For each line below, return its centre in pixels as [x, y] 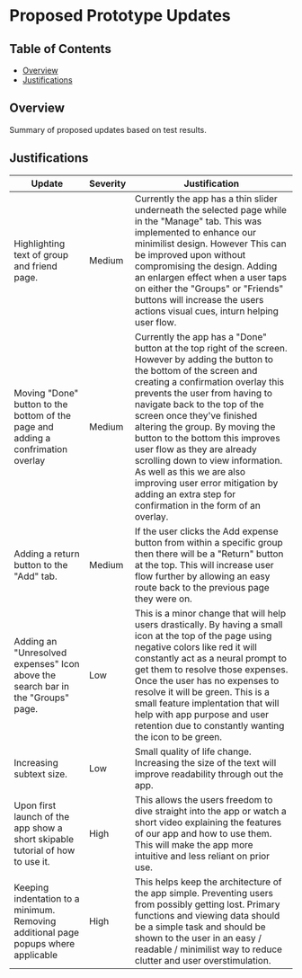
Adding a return [47, 554]
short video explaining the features [208, 822]
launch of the [42, 816]
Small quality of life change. [193, 751]
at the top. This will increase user [204, 565]
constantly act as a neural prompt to [211, 658]
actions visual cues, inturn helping [206, 311]
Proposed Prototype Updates [120, 16]
